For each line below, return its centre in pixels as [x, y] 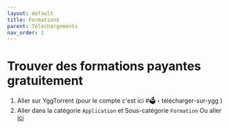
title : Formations [33, 20]
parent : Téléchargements [43, 26]
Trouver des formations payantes [104, 66]
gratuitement [45, 81]
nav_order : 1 [26, 33]
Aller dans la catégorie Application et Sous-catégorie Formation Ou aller [119, 111]
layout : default [30, 13]
